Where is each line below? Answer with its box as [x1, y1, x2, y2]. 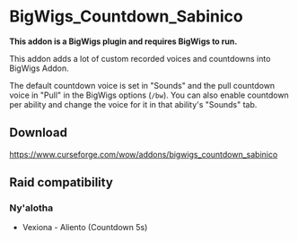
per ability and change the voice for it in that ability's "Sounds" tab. [9, 99, 258, 109]
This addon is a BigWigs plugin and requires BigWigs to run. [9, 36, 238, 47]
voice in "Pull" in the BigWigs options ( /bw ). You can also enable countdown [9, 90, 289, 100]
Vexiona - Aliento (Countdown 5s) [22, 222, 148, 233]
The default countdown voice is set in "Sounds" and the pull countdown [9, 80, 276, 90]
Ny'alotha [9, 202, 54, 214]
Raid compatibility [9, 175, 114, 190]
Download [9, 125, 67, 141]
